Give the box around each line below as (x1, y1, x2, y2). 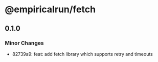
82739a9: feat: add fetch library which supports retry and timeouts (12, 51, 153, 57)
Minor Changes (5, 39, 44, 47)
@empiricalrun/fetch (5, 4, 96, 15)
